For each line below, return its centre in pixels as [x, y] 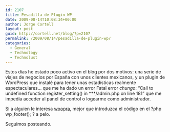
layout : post [19, 29]
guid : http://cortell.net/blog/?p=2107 [48, 34]
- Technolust [24, 57]
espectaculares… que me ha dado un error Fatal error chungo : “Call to [79, 88]
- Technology [24, 52]
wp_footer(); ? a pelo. [28, 114]
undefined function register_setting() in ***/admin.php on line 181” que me [83, 94]
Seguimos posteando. [28, 124]
